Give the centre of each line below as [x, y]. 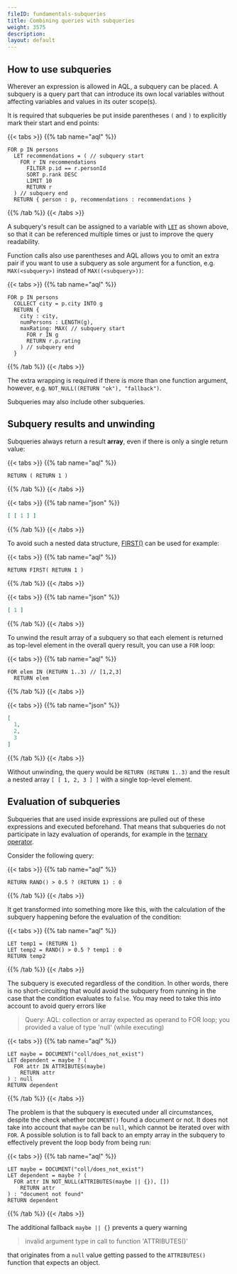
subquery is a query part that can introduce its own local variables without [116, 94]
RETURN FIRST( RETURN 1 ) [45, 570]
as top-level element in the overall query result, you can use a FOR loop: [111, 645]
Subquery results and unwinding [81, 424]
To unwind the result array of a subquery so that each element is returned [115, 637]
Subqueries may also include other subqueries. [76, 401]
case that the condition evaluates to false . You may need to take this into [114, 998]
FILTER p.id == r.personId [66, 168]
